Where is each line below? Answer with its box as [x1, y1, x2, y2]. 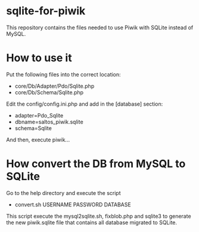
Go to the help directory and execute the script [6, 189, 121, 196]
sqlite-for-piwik [6, 4, 86, 18]
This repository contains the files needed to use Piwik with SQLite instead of [6, 24, 194, 31]
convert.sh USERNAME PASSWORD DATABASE [14, 201, 131, 208]
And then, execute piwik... [6, 136, 70, 143]
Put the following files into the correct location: [6, 70, 121, 78]
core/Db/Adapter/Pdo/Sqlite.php [14, 82, 95, 89]
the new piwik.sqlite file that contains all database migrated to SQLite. [6, 219, 178, 226]
